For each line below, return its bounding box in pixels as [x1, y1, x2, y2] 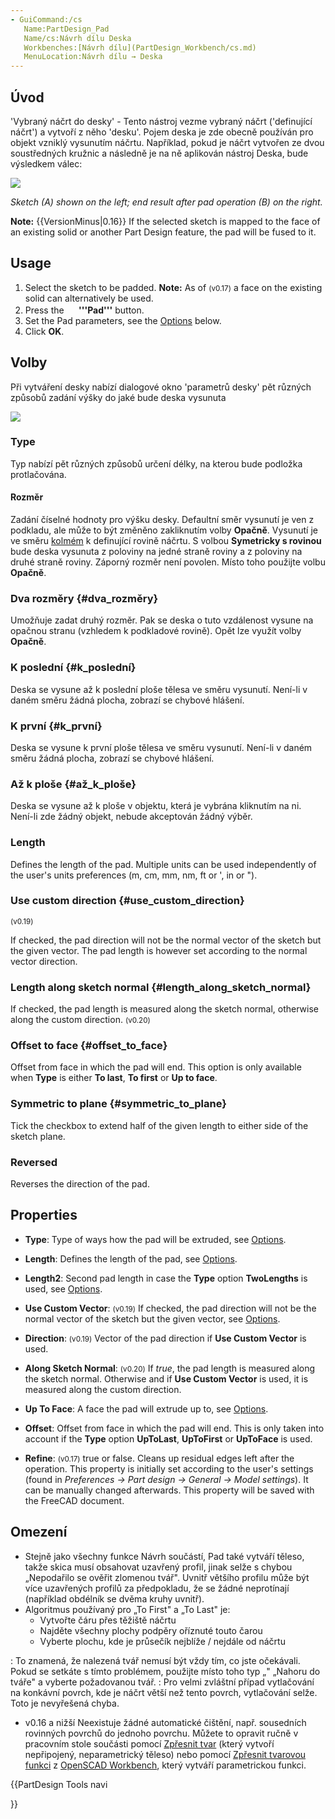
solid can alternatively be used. [24, 292, 154, 304]
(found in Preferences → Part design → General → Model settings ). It [24, 1473, 309, 1485]
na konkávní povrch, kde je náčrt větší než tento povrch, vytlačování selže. [10, 1686, 318, 1698]
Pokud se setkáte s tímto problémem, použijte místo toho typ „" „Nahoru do [10, 1665, 321, 1677]
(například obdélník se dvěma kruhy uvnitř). [24, 1592, 205, 1605]
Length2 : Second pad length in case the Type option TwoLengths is [24, 1272, 308, 1284]
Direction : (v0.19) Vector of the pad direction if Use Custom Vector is [24, 1332, 307, 1344]
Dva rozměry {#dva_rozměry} [10, 591, 159, 605]
